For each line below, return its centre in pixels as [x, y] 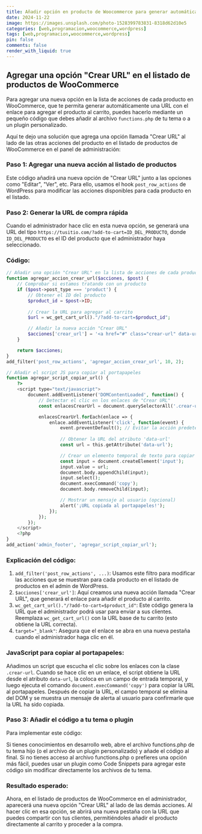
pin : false [20, 40]
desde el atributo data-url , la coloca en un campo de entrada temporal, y [97, 679]
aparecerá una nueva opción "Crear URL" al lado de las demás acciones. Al [99, 805]
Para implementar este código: [44, 733]
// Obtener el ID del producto [67, 295]
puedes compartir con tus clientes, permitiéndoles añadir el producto [92, 818]
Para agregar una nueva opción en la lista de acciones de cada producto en [100, 99]
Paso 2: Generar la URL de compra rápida [67, 212]
